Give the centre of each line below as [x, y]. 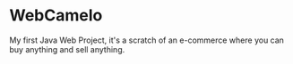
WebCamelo [56, 16]
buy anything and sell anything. [67, 49]
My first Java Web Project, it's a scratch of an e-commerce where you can [147, 40]
